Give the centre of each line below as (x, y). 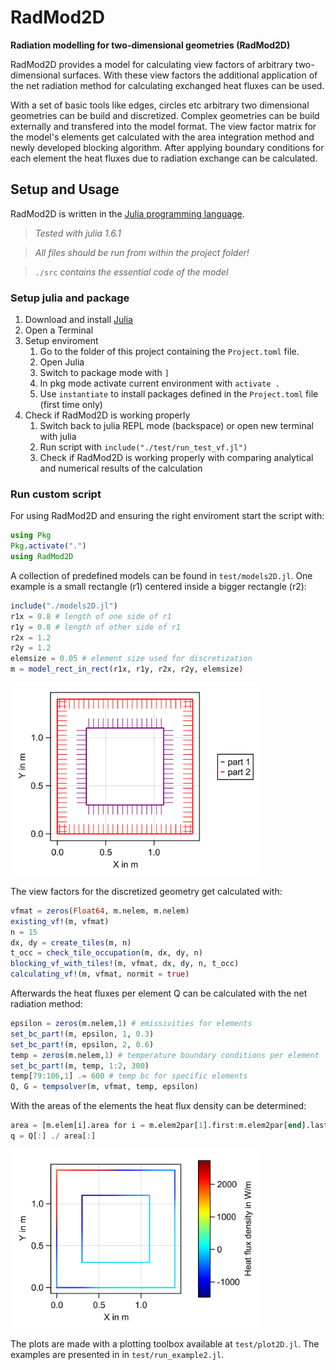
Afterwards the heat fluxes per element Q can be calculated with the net (159, 993)
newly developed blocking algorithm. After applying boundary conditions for (167, 147)
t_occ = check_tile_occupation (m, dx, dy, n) (106, 953)
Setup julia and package (70, 298)
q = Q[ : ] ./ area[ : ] (53, 1136)
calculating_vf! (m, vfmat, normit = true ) (100, 974)
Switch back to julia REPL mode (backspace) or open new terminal (176, 426)
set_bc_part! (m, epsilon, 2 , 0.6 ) (82, 1044)
